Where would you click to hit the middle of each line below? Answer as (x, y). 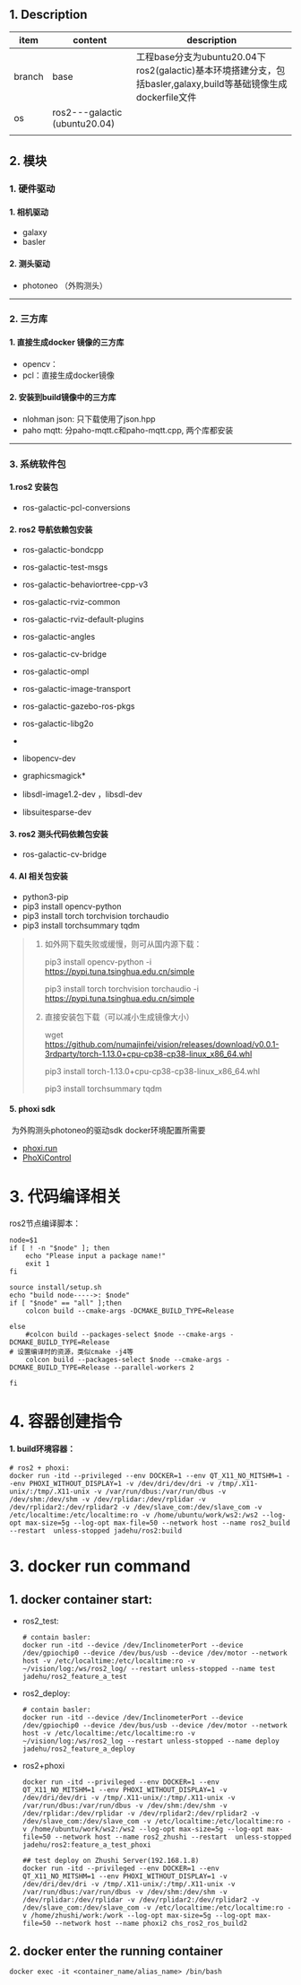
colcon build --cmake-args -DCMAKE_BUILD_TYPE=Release (130, 1311)
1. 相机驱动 (29, 212)
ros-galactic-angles (59, 637)
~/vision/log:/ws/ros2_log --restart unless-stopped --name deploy (150, 1741)
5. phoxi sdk (32, 1109)
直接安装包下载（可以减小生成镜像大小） (119, 1017)
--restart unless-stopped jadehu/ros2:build (95, 1531)
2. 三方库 (29, 319)
